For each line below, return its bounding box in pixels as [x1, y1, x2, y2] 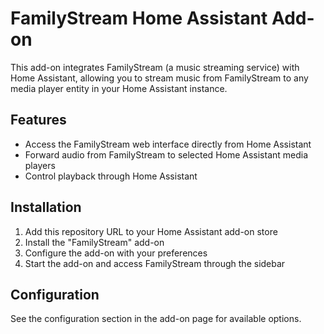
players [24, 159, 56, 171]
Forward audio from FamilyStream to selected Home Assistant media [24, 148, 309, 161]
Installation [10, 199, 82, 216]
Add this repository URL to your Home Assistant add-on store [24, 225, 278, 237]
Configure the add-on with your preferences [24, 247, 208, 259]
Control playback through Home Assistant [24, 170, 198, 182]
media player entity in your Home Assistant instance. [10, 82, 228, 94]
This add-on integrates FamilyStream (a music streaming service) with [10, 61, 300, 73]
